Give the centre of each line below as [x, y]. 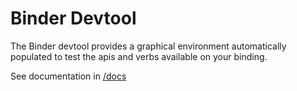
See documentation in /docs [68, 76]
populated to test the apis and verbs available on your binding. [139, 56]
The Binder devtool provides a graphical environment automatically [148, 46]
